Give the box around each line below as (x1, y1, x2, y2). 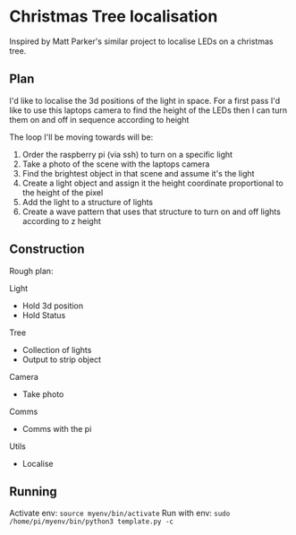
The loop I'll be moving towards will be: (9, 132, 154, 142)
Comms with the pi (21, 423, 92, 434)
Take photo (21, 388, 64, 400)
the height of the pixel (21, 186, 104, 198)
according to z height (21, 215, 101, 226)
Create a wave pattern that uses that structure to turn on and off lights (21, 206, 282, 217)
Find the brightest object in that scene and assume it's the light (21, 168, 255, 178)
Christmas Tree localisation (9, 6, 218, 27)
